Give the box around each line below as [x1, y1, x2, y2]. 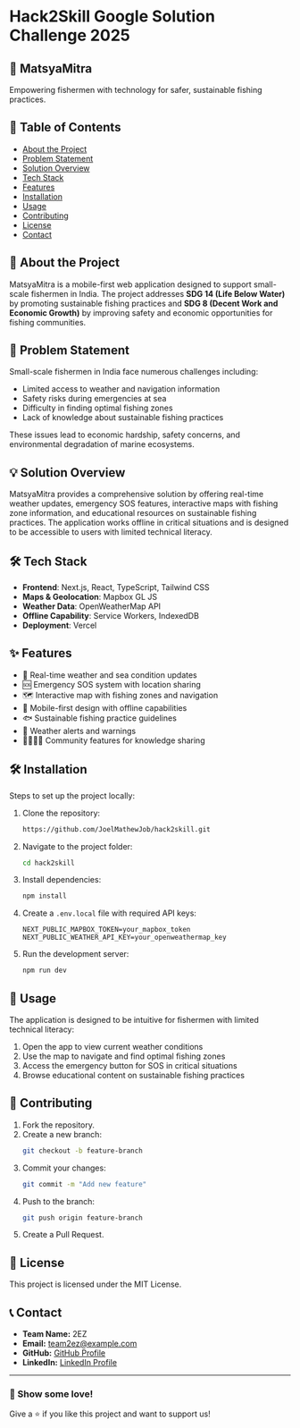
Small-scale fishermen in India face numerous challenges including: [9, 367, 259, 377]
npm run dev [21, 966, 67, 976]
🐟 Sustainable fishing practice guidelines [21, 713, 177, 723]
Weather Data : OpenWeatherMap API [21, 601, 162, 612]
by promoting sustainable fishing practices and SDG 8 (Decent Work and [9, 298, 279, 308]
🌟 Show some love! [9, 1388, 94, 1400]
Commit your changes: [21, 1162, 106, 1173]
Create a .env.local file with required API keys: [21, 908, 196, 918]
